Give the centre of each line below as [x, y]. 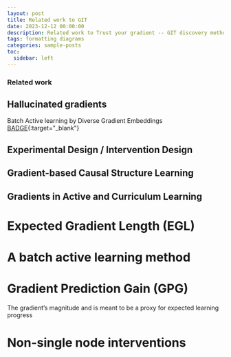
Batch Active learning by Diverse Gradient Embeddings [85, 121]
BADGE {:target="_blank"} [43, 128]
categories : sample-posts [44, 45]
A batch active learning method [99, 257]
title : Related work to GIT [47, 20]
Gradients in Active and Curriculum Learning [105, 196]
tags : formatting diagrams [46, 39]
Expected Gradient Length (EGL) [101, 226]
